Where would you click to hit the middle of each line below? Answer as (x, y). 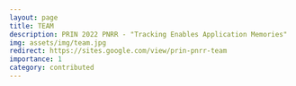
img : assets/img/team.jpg (58, 43)
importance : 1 (36, 59)
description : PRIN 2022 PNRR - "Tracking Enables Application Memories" (148, 34)
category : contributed (52, 68)
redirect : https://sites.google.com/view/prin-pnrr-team (118, 51)
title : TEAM (31, 26)
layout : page (34, 17)
